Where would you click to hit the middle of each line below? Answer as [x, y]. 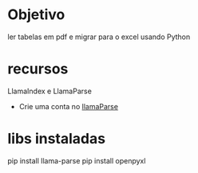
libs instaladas [56, 139]
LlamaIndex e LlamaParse [50, 91]
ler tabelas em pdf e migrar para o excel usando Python [99, 37]
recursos [38, 69]
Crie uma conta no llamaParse [69, 106]
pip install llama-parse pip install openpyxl [77, 160]
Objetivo [36, 15]
